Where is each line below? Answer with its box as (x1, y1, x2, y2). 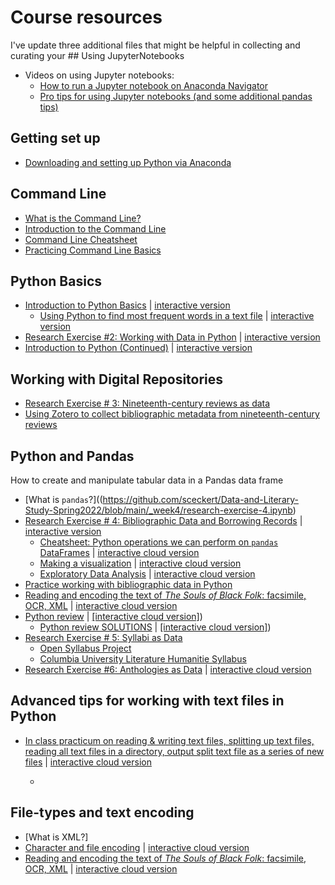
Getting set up (10, 130, 101, 147)
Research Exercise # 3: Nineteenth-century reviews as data (24, 397, 271, 410)
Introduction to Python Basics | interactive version (24, 299, 231, 311)
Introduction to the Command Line (24, 222, 167, 235)
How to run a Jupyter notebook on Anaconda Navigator (39, 79, 269, 91)
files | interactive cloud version (24, 756, 152, 768)
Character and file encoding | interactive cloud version (24, 841, 250, 853)
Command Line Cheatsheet (24, 233, 138, 245)
